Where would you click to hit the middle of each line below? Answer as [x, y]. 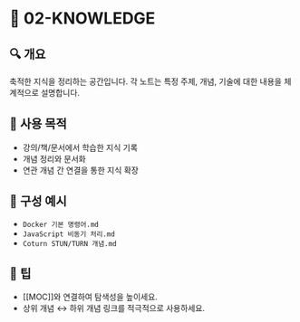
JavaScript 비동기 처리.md [68, 234]
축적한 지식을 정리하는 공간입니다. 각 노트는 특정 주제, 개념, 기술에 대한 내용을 [146, 81]
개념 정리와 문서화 [54, 158]
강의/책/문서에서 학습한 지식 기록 [80, 147]
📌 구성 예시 [39, 201]
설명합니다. [60, 93]
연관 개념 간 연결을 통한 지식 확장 [80, 170]
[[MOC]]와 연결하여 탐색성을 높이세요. [90, 297]
